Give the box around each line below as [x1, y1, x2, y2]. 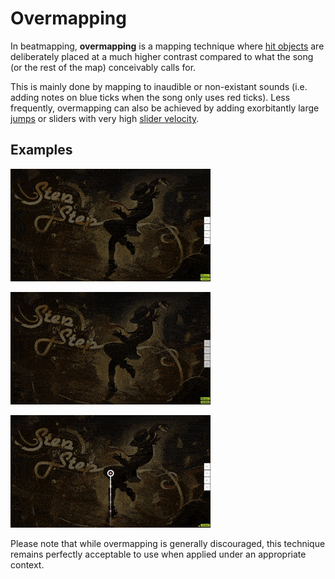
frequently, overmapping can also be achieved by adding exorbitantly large [10, 102, 320, 114]
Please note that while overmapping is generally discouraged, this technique [10, 537, 326, 549]
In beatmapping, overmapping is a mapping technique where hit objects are [10, 40, 325, 52]
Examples [10, 142, 73, 159]
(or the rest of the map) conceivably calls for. [10, 61, 197, 73]
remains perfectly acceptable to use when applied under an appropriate [10, 548, 307, 560]
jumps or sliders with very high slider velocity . [10, 112, 200, 124]
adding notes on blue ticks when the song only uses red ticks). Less [10, 91, 291, 103]
